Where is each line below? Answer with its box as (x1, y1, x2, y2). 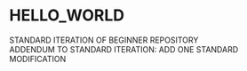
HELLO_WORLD (9, 5, 124, 26)
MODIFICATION (9, 53, 67, 64)
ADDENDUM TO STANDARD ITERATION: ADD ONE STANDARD (9, 43, 238, 54)
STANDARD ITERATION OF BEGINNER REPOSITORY (9, 35, 199, 45)
